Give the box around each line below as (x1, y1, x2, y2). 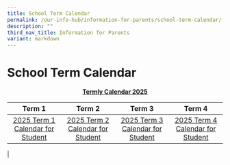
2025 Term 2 (66, 116, 110, 125)
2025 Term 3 (120, 116, 164, 125)
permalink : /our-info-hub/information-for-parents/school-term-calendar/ (7, 16, 222, 23)
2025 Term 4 (174, 116, 218, 125)
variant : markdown (7, 36, 60, 42)
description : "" (7, 23, 53, 29)
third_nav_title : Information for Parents (7, 29, 130, 36)
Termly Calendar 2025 (82, 88, 148, 96)
